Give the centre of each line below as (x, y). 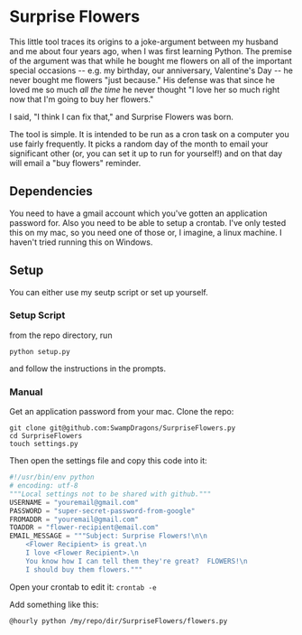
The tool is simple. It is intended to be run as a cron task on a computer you (150, 134)
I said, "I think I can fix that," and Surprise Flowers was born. (122, 117)
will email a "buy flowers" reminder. (75, 163)
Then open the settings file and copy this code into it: (108, 461)
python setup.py (40, 351)
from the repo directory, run (61, 335)
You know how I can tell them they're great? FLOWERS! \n (137, 561)
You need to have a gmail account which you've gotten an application (138, 213)
